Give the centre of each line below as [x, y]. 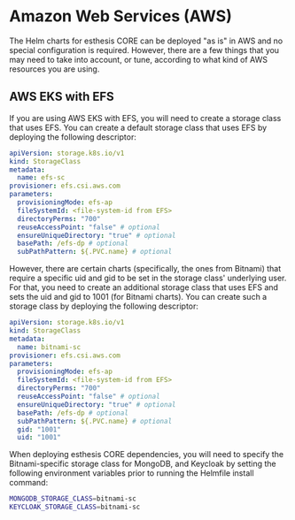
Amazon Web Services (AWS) [120, 16]
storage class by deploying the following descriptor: [104, 306]
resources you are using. [54, 69]
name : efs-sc [41, 178]
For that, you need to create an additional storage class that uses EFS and [144, 287]
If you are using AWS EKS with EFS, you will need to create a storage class [145, 118]
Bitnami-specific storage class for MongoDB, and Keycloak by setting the [143, 464]
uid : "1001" [39, 438]
